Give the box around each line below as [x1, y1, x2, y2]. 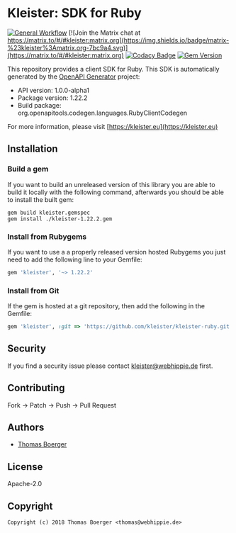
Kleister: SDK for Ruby [7, 5, 142, 21]
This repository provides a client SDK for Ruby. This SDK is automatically [7, 64, 220, 73]
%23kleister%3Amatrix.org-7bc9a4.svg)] [7, 43, 128, 52]
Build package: [17, 101, 62, 109]
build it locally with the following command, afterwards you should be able [7, 188, 225, 196]
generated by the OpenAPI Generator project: [7, 72, 140, 81]
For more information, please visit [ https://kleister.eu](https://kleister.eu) [7, 122, 218, 130]
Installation [7, 143, 58, 155]
